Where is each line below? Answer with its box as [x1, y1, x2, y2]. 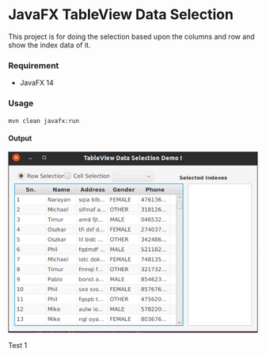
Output [8, 133, 32, 144]
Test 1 [8, 340, 28, 350]
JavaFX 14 [19, 78, 54, 88]
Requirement [8, 59, 59, 71]
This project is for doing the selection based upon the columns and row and [8, 32, 255, 41]
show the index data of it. [8, 40, 91, 49]
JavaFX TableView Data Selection [8, 6, 234, 24]
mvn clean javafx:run [8, 117, 80, 124]
